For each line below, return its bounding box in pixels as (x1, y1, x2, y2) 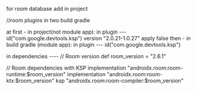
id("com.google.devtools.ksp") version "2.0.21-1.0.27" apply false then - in (6, 35, 191, 41)
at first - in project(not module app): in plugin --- (6, 28, 127, 35)
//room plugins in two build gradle (6, 17, 90, 23)
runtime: (6, 71, 27, 77)
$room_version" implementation (27, 71, 106, 77)
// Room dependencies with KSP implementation (6, 64, 127, 71)
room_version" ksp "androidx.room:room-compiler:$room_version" (18, 77, 184, 84)
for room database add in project (6, 5, 89, 12)
